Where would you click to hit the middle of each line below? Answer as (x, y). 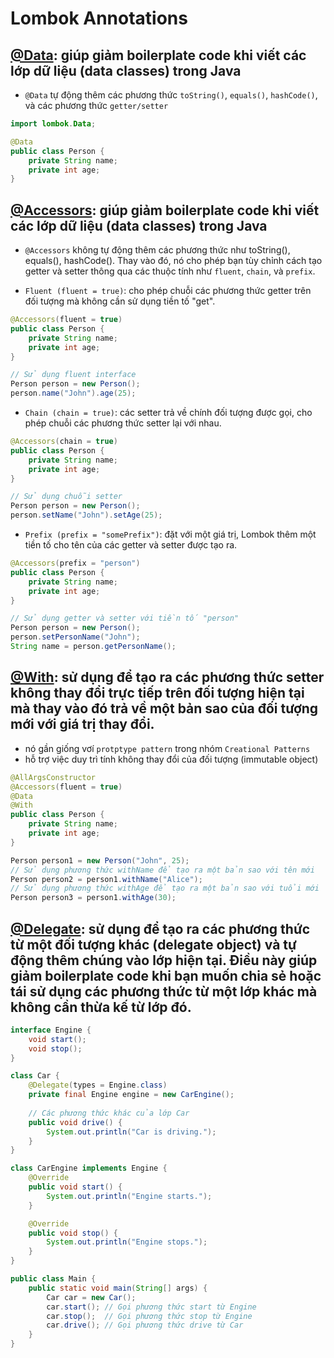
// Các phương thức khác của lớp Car (109, 1113)
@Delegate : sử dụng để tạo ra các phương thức (160, 928)
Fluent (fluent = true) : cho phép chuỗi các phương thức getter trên (168, 291)
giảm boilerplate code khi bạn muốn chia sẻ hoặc (166, 975)
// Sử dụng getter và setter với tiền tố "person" (125, 618)
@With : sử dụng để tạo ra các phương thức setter (167, 677)
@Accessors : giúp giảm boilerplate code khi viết (165, 210)
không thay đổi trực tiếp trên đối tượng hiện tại (157, 693)
